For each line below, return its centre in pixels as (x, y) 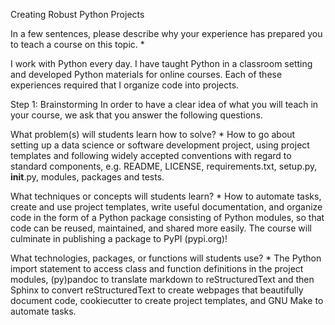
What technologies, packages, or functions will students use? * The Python (166, 258)
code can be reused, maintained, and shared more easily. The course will (161, 228)
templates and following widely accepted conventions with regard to (151, 155)
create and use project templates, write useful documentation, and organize (166, 207)
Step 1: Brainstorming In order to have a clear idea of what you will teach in (164, 104)
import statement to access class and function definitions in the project (157, 268)
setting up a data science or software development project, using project (160, 145)
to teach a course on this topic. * (77, 44)
